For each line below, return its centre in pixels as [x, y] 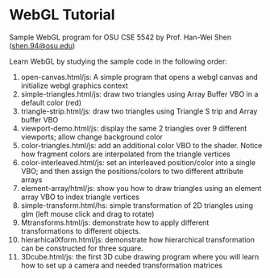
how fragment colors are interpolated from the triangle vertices [125, 154]
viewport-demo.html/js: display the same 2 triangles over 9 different [134, 128]
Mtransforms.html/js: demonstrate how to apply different [115, 222]
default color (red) [51, 102]
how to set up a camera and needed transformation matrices [121, 265]
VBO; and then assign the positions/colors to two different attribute [132, 171]
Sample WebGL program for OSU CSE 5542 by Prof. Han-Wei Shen [120, 37]
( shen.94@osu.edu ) [42, 45]
